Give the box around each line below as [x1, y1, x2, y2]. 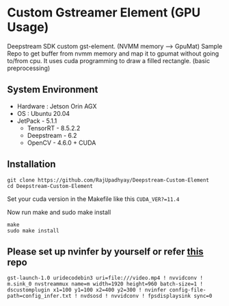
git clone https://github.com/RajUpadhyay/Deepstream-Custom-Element [7, 176, 210, 183]
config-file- [169, 287, 206, 294]
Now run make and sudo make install [7, 208, 111, 216]
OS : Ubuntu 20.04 [16, 109, 70, 117]
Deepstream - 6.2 [27, 131, 77, 139]
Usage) [7, 19, 49, 35]
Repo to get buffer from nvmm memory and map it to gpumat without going [7, 49, 219, 58]
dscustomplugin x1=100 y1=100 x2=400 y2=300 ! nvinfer [7, 287, 167, 294]
